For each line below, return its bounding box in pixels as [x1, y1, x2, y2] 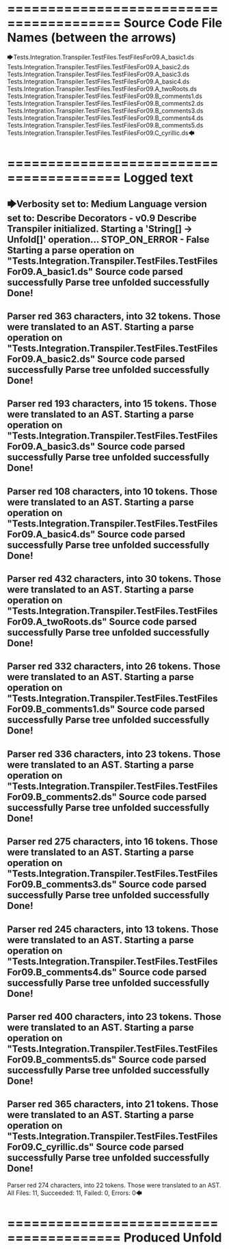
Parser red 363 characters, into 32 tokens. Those [7, 310, 221, 322]
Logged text [123, 170, 193, 186]
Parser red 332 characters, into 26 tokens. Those [7, 661, 221, 672]
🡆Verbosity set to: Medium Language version [7, 198, 207, 210]
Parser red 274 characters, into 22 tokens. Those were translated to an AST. [7, 1180, 221, 1189]
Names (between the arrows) [7, 30, 176, 45]
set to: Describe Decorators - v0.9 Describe [7, 212, 197, 223]
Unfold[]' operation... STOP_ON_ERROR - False [7, 234, 210, 245]
